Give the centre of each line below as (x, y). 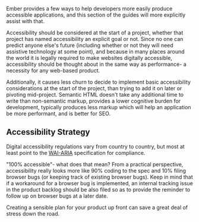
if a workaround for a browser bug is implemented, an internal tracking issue (99, 183)
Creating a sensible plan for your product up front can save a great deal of (97, 207)
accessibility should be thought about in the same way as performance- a (96, 64)
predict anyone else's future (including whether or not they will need (90, 45)
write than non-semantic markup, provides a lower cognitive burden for (94, 101)
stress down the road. (33, 214)
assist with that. (25, 21)
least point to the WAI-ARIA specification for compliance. (76, 153)
